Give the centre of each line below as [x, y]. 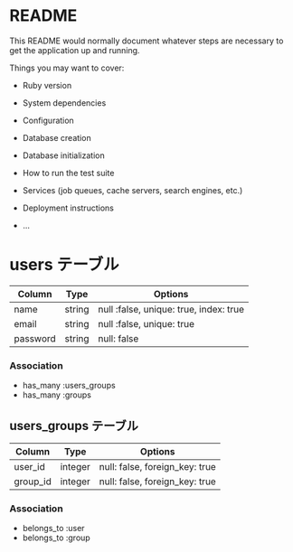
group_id [33, 482]
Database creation [57, 137]
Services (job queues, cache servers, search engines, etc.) [132, 190]
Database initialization [64, 155]
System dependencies [64, 103]
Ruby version [47, 85]
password [35, 338]
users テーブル [64, 265]
